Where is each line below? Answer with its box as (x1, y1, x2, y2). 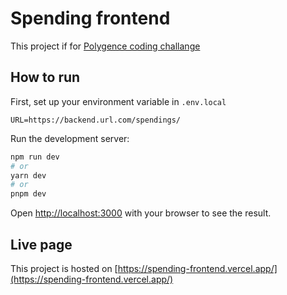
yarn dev (10, 170, 47, 181)
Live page (10, 236, 73, 253)
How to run (10, 69, 81, 86)
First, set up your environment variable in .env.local (10, 95, 227, 107)
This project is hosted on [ (10, 262, 118, 274)
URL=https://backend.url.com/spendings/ (10, 115, 182, 125)
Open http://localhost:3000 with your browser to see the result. (10, 207, 272, 219)
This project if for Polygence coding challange (10, 40, 201, 52)
